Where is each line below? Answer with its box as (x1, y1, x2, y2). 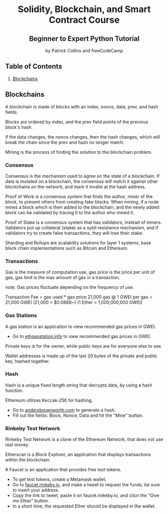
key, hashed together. (5, 358, 50, 364)
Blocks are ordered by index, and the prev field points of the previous (5, 118, 148, 124)
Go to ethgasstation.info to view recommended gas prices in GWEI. (12, 333, 151, 339)
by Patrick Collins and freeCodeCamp (45, 48, 123, 53)
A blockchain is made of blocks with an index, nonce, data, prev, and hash (5, 103, 159, 109)
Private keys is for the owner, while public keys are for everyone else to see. (5, 343, 162, 349)
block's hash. (5, 124, 33, 130)
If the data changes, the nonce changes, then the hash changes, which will (5, 134, 160, 140)
